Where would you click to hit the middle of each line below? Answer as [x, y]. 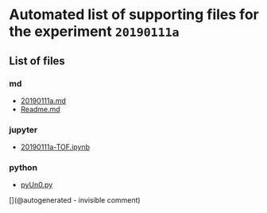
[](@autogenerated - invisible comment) [75, 200]
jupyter [23, 130]
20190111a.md [43, 100]
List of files [37, 61]
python [23, 168]
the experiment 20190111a [94, 31]
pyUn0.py [37, 185]
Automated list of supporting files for [134, 15]
